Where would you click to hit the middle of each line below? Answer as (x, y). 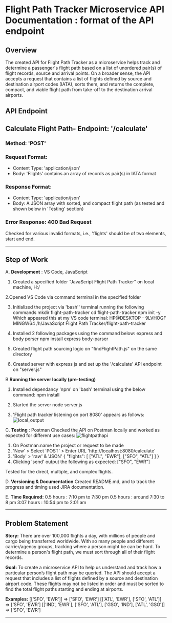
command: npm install (36, 395)
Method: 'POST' (26, 143)
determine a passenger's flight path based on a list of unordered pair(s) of (84, 68)
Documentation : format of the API (80, 20)
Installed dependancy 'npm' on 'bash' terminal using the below (79, 389)
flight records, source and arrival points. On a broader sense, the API (78, 73)
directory (22, 354)
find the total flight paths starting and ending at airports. (64, 589)
